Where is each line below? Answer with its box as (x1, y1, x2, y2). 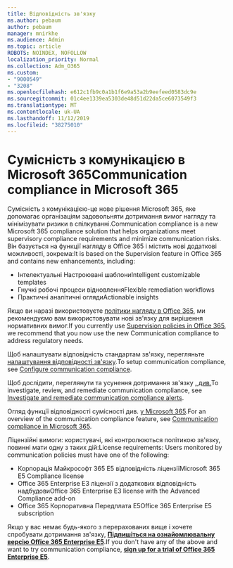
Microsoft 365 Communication (7, 167, 188, 183)
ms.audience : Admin (7, 37, 65, 44)
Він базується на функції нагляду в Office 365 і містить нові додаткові (7, 242, 217, 250)
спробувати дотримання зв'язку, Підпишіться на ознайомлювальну (7, 530, 215, 538)
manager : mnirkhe (7, 30, 58, 37)
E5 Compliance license (17, 472, 84, 480)
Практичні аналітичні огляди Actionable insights (17, 293, 159, 302)
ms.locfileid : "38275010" (7, 121, 83, 129)
